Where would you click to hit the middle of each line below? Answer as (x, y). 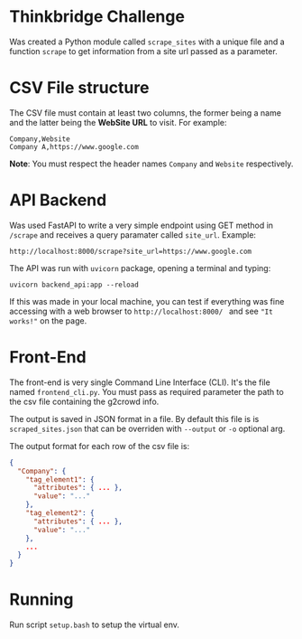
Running (41, 600)
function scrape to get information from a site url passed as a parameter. (143, 51)
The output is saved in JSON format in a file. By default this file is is (134, 418)
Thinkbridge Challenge (97, 17)
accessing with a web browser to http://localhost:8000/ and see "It (141, 311)
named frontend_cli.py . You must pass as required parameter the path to (146, 391)
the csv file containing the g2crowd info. (84, 401)
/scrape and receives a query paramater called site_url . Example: (133, 235)
